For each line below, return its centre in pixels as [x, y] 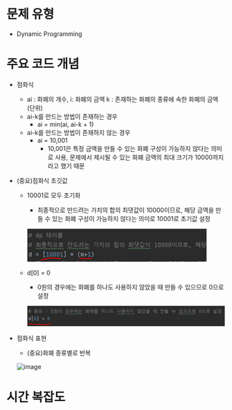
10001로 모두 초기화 [54, 195]
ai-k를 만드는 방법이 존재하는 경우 [72, 116]
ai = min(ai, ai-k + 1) [65, 124]
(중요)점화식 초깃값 [42, 180]
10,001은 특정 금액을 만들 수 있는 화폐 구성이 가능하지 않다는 [128, 148]
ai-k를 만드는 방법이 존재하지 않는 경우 [79, 132]
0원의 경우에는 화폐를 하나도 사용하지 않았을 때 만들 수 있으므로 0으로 [131, 287]
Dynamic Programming [49, 34]
